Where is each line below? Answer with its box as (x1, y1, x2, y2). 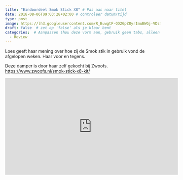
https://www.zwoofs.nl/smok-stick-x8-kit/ (5, 68, 90, 74)
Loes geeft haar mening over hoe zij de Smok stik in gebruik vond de (5, 48, 145, 54)
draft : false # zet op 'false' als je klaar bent (5, 26, 111, 30)
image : (5, 21, 19, 26)
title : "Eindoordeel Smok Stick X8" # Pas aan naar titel (5, 7, 127, 12)
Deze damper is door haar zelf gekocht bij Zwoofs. (5, 62, 108, 69)
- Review (9, 35, 28, 40)
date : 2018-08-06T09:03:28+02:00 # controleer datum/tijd (5, 12, 127, 17)
